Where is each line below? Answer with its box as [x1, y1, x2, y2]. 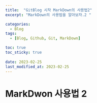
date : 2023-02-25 [5, 59, 42, 65]
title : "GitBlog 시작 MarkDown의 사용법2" [5, 7, 92, 13]
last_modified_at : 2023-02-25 [5, 64, 70, 69]
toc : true [5, 45, 26, 50]
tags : [5, 31, 17, 36]
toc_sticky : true [5, 50, 42, 55]
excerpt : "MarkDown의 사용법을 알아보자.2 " [5, 12, 91, 17]
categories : [5, 22, 30, 27]
